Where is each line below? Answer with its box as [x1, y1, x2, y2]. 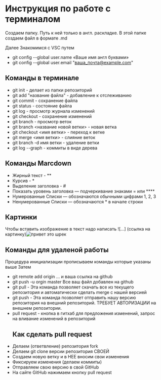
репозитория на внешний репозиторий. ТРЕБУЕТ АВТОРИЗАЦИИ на [12, 300, 157, 306]
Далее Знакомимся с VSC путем [5, 45, 75, 50]
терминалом [5, 13, 61, 25]
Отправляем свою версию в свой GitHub [12, 364, 99, 370]
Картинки [5, 213, 37, 221]
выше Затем [5, 264, 31, 270]
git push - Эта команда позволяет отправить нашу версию [12, 295, 136, 301]
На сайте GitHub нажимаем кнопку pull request [12, 370, 112, 375]
